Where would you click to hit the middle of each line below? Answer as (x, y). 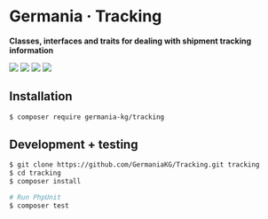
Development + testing (74, 145)
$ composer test (39, 206)
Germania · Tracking (86, 16)
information (32, 50)
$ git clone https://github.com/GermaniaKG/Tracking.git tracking (134, 165)
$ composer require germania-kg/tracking (87, 117)
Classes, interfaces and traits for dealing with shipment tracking (130, 41)
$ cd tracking (35, 173)
